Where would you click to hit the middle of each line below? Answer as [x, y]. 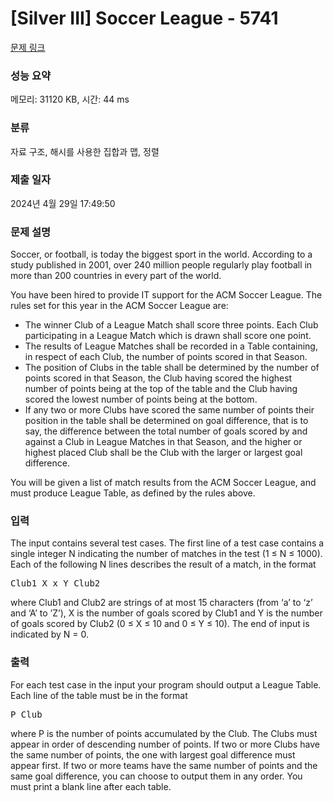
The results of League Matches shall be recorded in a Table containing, [171, 346]
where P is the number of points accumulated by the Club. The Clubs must [164, 733]
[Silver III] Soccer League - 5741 [144, 18]
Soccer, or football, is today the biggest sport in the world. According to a [161, 254]
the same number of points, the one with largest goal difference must [153, 754]
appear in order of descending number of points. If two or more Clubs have [165, 744]
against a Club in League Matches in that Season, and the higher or [163, 442]
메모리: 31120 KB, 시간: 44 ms [70, 99]
